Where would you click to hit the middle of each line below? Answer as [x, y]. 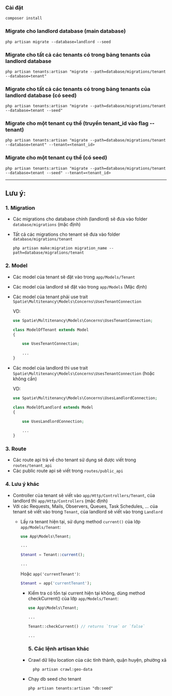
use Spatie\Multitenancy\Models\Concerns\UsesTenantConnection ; [83, 320]
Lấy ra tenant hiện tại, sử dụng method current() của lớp [80, 521]
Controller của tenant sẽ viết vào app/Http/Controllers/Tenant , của [84, 495]
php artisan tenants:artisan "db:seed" [71, 688]
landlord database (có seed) [41, 95]
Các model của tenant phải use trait [50, 297]
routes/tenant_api [32, 466]
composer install [24, 18]
